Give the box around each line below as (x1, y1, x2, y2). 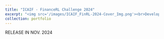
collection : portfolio (5, 16, 51, 21)
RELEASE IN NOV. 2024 (5, 30, 53, 36)
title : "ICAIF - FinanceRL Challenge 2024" (5, 7, 95, 12)
